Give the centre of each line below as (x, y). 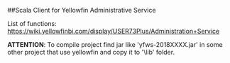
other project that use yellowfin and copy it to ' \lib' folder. (91, 52)
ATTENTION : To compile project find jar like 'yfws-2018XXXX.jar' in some (115, 44)
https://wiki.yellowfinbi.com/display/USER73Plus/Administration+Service (114, 31)
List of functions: (32, 23)
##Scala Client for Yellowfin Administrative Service (82, 10)
